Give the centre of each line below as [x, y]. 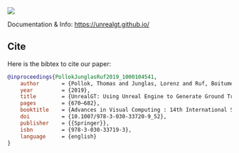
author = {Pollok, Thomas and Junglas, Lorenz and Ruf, [114, 83]
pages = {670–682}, [60, 103]
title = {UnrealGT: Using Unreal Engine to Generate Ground [122, 97]
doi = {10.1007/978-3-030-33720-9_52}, [94, 117]
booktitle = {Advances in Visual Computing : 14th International [124, 110]
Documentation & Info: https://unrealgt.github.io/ [79, 24]
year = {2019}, [55, 90]
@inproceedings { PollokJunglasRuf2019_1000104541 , [83, 77]
